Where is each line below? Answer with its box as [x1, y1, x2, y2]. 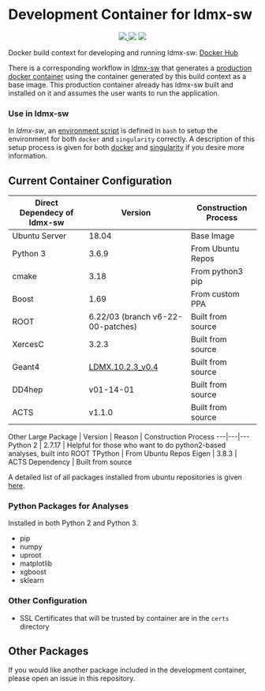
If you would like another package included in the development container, [8, 665, 247, 675]
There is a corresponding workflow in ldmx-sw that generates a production [8, 63, 252, 73]
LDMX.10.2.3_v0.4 [88, 361, 159, 372]
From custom [190, 289, 240, 300]
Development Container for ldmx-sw [8, 6, 252, 24]
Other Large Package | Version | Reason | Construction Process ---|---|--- [8, 432, 250, 442]
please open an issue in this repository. [8, 674, 136, 683]
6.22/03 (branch [88, 312, 151, 323]
